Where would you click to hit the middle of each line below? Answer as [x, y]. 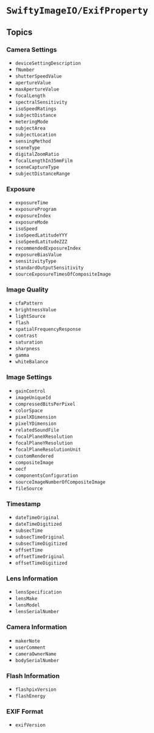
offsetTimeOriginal [40, 557]
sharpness [28, 349]
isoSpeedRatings [36, 109]
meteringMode [32, 122]
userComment [30, 647]
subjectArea [30, 128]
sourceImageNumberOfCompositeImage [60, 482]
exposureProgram [36, 210]
